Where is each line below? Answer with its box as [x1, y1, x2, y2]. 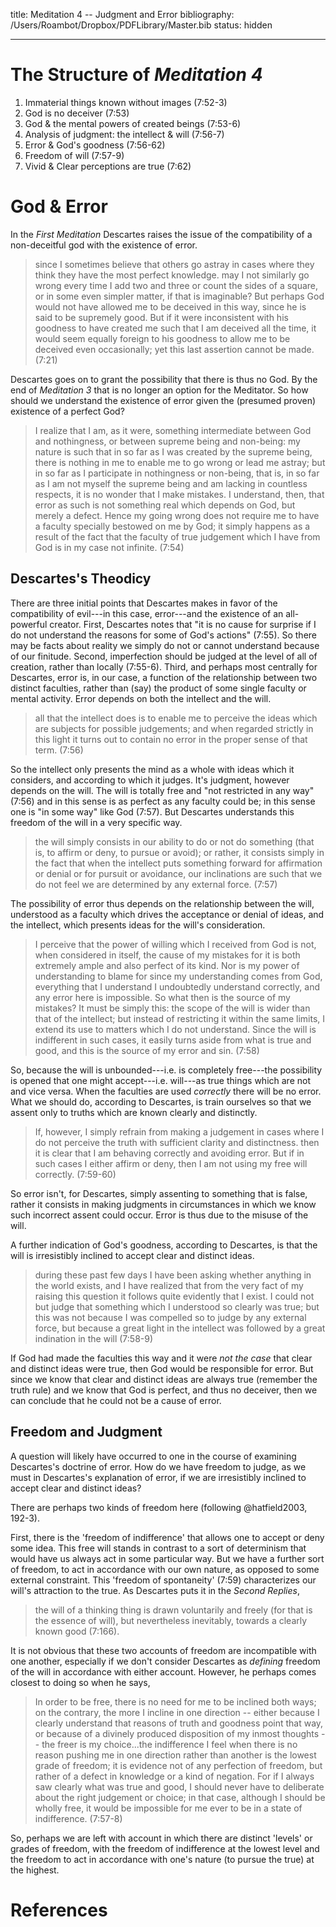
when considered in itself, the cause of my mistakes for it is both [34, 949, 301, 961]
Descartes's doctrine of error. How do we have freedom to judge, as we [10, 1460, 307, 1473]
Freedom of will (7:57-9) [24, 149, 125, 161]
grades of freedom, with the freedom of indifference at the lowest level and [10, 1842, 320, 1854]
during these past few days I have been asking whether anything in [34, 1269, 312, 1281]
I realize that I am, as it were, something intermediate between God [34, 424, 312, 436]
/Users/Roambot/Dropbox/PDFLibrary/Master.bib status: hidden [10, 19, 273, 31]
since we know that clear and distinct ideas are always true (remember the [10, 1373, 318, 1385]
